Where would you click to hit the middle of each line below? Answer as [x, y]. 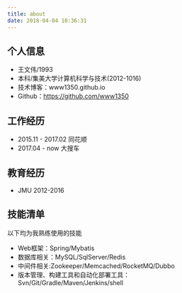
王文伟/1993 [35, 70]
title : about [27, 14]
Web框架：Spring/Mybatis [56, 248]
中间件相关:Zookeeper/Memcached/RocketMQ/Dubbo [96, 266]
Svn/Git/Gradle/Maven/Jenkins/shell [70, 282]
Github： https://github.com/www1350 [73, 96]
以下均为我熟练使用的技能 [45, 233]
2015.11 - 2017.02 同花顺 [52, 139]
